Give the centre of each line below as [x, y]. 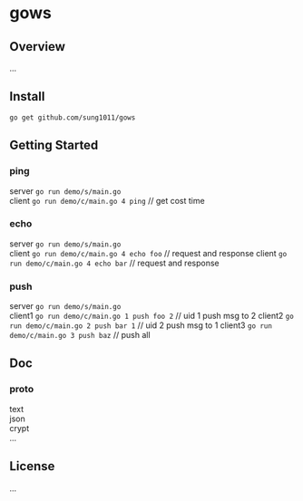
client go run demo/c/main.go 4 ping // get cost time [108, 200]
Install [27, 96]
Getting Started [54, 145]
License [32, 466]
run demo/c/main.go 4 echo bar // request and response [114, 263]
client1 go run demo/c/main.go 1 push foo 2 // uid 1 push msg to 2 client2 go [152, 316]
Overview [38, 47]
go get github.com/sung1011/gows [73, 117]
